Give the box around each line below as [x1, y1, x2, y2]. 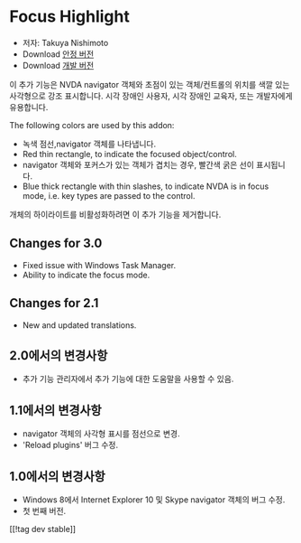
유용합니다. [9, 101, 49, 112]
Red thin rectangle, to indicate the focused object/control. [22, 148, 237, 159]
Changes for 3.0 [9, 236, 103, 251]
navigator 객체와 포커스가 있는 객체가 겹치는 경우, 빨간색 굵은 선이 [22, 159, 255, 170]
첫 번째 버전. [22, 506, 67, 516]
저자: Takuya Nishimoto [22, 37, 109, 48]
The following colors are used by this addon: [9, 119, 175, 130]
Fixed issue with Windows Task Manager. [22, 259, 177, 270]
